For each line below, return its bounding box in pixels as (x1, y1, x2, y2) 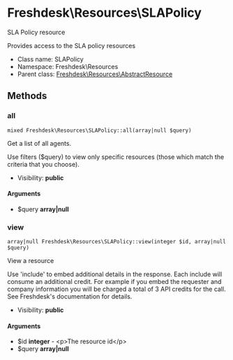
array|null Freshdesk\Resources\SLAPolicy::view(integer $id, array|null (7, 239, 227, 246)
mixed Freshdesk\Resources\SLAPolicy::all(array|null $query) (7, 127, 192, 134)
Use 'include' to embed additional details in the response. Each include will (7, 270, 223, 278)
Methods (7, 90, 47, 102)
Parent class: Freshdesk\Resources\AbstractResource (17, 70, 173, 78)
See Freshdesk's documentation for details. (7, 292, 133, 301)
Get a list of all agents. (7, 139, 72, 147)
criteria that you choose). (7, 160, 80, 168)
